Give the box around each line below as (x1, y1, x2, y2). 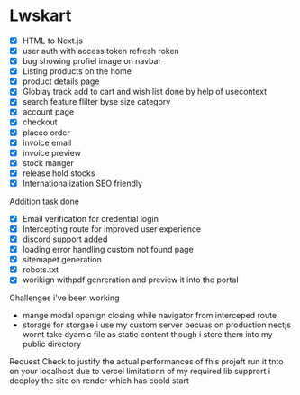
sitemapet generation (22, 254, 102, 265)
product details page (22, 76, 100, 87)
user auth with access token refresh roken (22, 46, 180, 56)
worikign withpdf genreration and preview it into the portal (22, 274, 239, 285)
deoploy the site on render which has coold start (9, 375, 189, 386)
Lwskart (9, 5, 72, 26)
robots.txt (22, 264, 59, 275)
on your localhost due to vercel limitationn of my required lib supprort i (9, 366, 271, 377)
